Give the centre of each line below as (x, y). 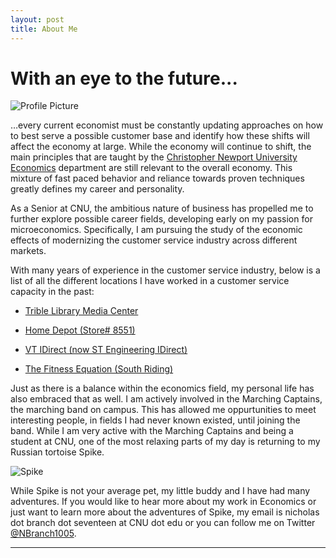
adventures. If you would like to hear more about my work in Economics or (163, 502)
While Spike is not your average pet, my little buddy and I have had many (160, 491)
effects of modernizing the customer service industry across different (154, 240)
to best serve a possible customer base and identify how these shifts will (160, 136)
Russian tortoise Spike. (57, 452)
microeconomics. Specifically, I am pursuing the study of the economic (156, 230)
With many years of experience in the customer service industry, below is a (165, 270)
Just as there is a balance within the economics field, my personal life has (162, 388)
